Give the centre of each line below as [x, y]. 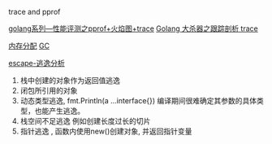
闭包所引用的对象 [49, 90]
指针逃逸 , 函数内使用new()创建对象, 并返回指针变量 [106, 131]
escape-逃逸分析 [37, 63]
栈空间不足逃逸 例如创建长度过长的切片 [85, 121]
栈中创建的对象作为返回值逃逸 [70, 80]
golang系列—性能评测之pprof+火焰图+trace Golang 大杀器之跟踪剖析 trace [133, 28]
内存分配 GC [29, 46]
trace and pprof [35, 12]
